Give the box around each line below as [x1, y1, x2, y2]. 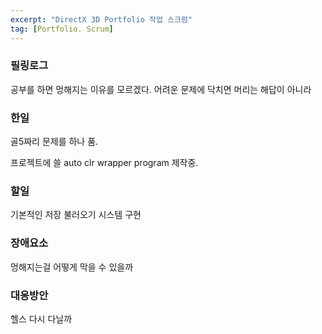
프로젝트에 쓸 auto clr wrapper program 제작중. [10, 157, 199, 169]
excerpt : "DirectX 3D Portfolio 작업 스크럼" [10, 14, 193, 25]
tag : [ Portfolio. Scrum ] [10, 24, 114, 34]
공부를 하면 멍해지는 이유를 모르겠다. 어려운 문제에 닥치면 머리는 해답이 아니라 [10, 83, 312, 95]
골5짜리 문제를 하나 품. [10, 136, 99, 148]
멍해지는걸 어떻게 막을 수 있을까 [10, 261, 134, 273]
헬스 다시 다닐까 [10, 312, 73, 325]
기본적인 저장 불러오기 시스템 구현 [10, 209, 142, 221]
